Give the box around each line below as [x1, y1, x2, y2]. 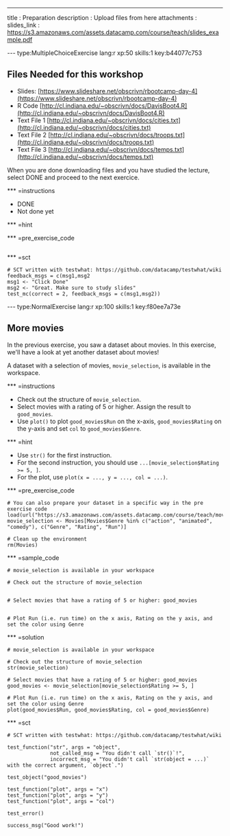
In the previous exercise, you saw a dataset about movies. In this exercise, [7, 341, 217, 349]
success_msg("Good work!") [7, 822, 84, 828]
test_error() [7, 810, 44, 817]
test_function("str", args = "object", [7, 743, 121, 751]
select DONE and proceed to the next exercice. [7, 173, 140, 181]
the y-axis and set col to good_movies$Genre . [16, 424, 142, 433]
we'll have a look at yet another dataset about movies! [7, 348, 159, 356]
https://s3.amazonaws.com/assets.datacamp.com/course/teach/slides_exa [7, 28, 219, 36]
